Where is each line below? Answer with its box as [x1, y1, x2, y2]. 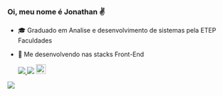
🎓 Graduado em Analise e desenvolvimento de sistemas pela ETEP [17, 26, 217, 35]
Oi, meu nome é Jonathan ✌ [7, 6, 105, 16]
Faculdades [17, 36, 52, 45]
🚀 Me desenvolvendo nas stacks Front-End [17, 50, 145, 59]
